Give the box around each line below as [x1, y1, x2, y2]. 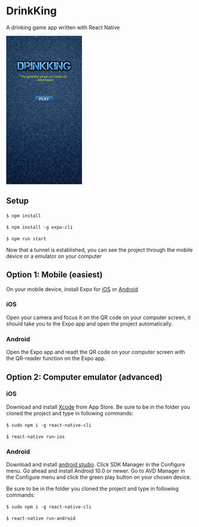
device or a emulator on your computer [6, 253, 102, 260]
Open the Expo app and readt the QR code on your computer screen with [6, 349, 185, 356]
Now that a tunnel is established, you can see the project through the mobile [6, 246, 193, 253]
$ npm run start [6, 236, 46, 242]
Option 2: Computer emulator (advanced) [6, 372, 163, 382]
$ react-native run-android [6, 516, 76, 522]
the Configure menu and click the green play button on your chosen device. [6, 474, 191, 481]
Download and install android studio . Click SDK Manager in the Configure [6, 461, 185, 468]
